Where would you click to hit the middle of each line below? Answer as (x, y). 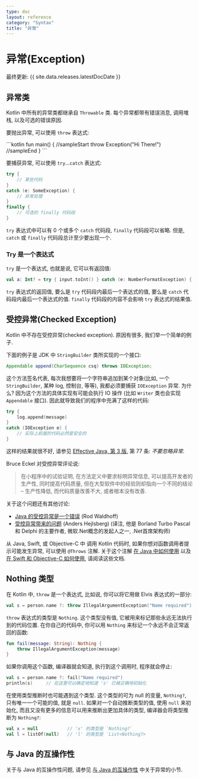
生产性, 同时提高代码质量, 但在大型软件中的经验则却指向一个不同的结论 (107, 484)
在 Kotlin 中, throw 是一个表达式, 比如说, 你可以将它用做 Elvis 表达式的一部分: (99, 594)
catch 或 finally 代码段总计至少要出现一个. (59, 237)
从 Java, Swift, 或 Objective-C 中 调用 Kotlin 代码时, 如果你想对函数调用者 (95, 543)
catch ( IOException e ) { (37, 428)
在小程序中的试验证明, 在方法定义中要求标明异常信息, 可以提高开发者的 (107, 476)
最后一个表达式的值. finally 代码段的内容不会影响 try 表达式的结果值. (107, 299)
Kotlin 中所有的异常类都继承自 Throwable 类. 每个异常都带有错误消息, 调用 (95, 112)
